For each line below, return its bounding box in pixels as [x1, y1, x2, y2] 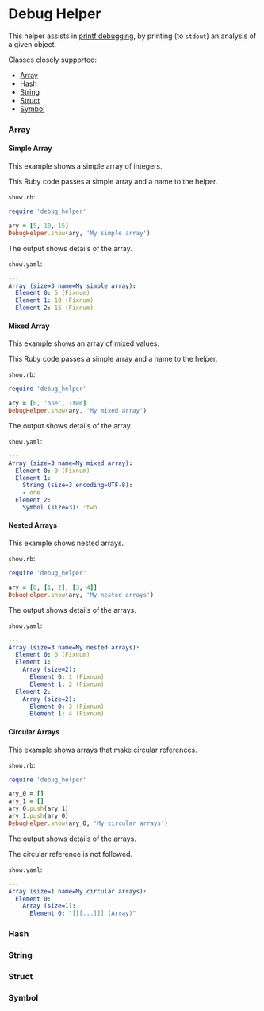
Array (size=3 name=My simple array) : [8, 281, 136, 290]
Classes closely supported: [8, 55, 98, 64]
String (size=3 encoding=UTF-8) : [22, 482, 133, 490]
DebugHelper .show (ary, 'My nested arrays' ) [8, 591, 155, 598]
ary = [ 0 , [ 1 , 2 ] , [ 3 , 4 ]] [8, 583, 98, 591]
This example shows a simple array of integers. [8, 161, 163, 171]
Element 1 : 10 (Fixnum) [15, 296, 94, 304]
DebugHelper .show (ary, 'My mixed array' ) [8, 407, 147, 415]
